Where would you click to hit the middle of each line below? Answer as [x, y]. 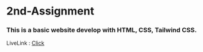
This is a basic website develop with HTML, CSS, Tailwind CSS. [102, 30]
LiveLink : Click [25, 43]
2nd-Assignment [50, 11]
